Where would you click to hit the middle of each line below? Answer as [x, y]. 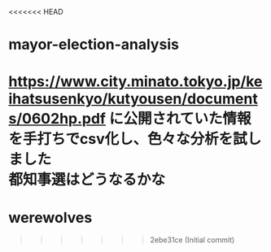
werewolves [50, 217]
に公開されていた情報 [180, 119]
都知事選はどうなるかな [87, 180]
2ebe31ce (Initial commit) [192, 240]
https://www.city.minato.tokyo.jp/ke [135, 82]
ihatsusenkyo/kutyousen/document [133, 99]
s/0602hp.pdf [57, 119]
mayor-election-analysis [94, 45]
